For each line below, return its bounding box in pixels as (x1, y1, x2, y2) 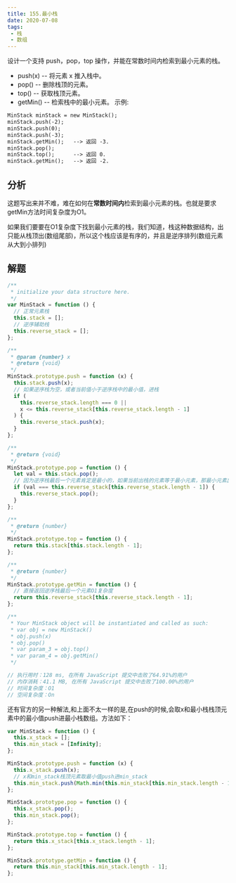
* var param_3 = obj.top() (10, 646, 90, 653)
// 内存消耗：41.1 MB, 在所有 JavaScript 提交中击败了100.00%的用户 (7, 678, 195, 685)
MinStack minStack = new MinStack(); (7, 112, 118, 120)
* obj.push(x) (10, 633, 52, 640)
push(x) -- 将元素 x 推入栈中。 (17, 72, 105, 80)
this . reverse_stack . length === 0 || (20, 399, 128, 406)
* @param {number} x (10, 353, 71, 361)
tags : (7, 23, 23, 30)
